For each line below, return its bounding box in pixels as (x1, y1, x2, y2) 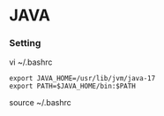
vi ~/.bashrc (9, 57, 53, 67)
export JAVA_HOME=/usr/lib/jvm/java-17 (9, 74, 156, 83)
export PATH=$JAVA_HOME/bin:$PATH (9, 81, 137, 91)
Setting (9, 37, 41, 50)
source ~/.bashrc (9, 97, 72, 108)
